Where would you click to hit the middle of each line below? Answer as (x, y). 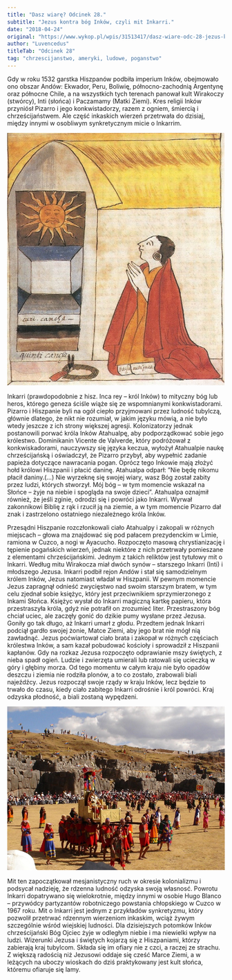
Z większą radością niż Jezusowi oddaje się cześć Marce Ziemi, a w (104, 954)
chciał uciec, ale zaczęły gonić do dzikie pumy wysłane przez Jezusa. (106, 616)
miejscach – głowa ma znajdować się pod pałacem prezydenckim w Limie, (113, 535)
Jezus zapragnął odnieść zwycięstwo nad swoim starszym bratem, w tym (112, 586)
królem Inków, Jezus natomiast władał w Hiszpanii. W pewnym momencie (112, 579)
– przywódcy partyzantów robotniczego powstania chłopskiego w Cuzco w (114, 903)
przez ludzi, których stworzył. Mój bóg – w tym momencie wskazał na (106, 484)
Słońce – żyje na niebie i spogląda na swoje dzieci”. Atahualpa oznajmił (108, 492)
